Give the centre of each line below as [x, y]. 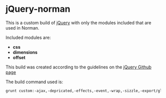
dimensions [25, 52]
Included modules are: [28, 37]
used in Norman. [22, 28]
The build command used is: [34, 82]
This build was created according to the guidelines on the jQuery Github [79, 67]
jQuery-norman [38, 9]
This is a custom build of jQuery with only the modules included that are [79, 23]
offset [19, 57]
